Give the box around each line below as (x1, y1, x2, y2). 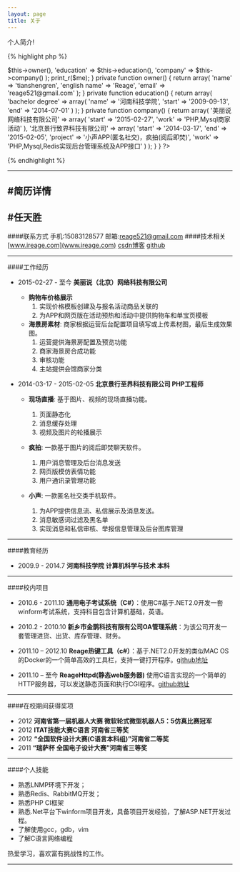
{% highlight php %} (7, 51, 68, 61)
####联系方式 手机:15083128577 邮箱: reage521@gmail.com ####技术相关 (7, 231, 226, 240)
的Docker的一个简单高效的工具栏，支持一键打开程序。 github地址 (17, 655, 209, 664)
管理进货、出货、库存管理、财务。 (24, 631, 125, 640)
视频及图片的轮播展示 (39, 428, 102, 436)
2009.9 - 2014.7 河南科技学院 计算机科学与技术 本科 (17, 561, 170, 570)
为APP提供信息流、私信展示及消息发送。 (39, 506, 159, 515)
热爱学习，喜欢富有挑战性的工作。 (7, 849, 108, 858)
